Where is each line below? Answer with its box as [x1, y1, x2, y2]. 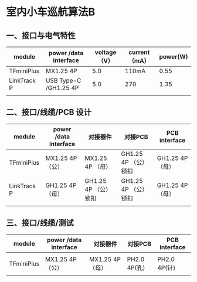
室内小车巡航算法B [6, 5, 96, 19]
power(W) [159, 53, 188, 60]
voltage [94, 48, 117, 56]
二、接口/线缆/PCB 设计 [6, 107, 92, 117]
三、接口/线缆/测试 [6, 218, 74, 228]
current [128, 48, 150, 56]
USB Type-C [46, 77, 81, 84]
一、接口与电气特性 [6, 30, 76, 40]
